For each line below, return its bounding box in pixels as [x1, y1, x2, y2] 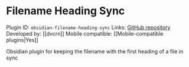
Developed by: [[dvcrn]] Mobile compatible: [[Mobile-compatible [6, 30, 164, 37]
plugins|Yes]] [6, 36, 38, 43]
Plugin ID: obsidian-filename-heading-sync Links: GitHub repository [6, 24, 171, 31]
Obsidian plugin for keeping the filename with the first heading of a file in [6, 47, 184, 55]
